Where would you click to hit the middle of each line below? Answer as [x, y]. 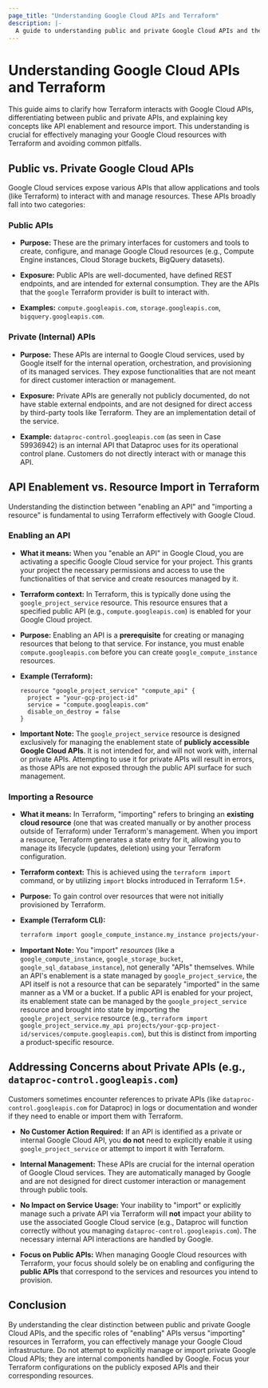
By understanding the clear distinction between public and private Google [130, 1324]
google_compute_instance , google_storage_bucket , [101, 958]
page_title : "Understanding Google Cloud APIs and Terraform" [114, 16]
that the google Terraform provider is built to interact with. [114, 292]
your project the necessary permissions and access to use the [122, 570]
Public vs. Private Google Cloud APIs [101, 168]
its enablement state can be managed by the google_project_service [133, 1001]
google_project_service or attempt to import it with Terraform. [122, 1148]
